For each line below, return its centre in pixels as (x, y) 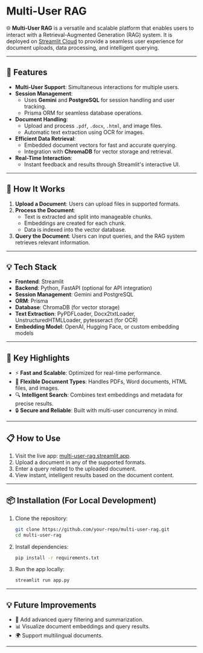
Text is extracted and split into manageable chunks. (88, 216)
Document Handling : (41, 119)
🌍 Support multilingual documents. (59, 635)
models (24, 333)
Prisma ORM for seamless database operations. (83, 113)
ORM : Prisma (31, 301)
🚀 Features (27, 72)
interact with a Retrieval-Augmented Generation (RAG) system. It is (89, 35)
